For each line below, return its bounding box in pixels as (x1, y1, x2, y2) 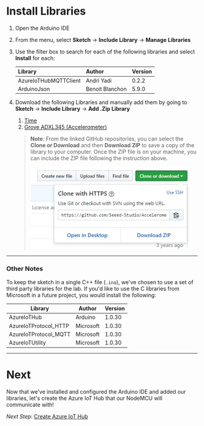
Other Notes (6, 265, 44, 273)
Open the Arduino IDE (15, 24, 70, 32)
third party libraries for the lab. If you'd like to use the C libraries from (6, 285, 180, 292)
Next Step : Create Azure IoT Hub (6, 413, 88, 420)
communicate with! (6, 400, 55, 408)
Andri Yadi (86, 77, 112, 84)
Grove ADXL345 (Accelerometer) (24, 124, 107, 131)
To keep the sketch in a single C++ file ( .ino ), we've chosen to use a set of (6, 278, 194, 285)
